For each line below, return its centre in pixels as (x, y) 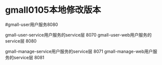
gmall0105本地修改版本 (53, 10)
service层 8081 (29, 57)
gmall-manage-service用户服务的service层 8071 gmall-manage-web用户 (79, 51)
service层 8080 (21, 41)
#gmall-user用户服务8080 (32, 24)
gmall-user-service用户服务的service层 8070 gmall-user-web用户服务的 (79, 35)
